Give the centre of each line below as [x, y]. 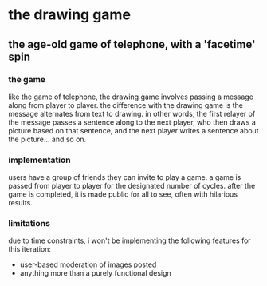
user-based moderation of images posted [88, 264]
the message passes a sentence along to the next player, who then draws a [132, 122]
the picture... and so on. [47, 139]
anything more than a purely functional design [95, 273]
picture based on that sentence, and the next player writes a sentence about [133, 130]
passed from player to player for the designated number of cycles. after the [132, 186]
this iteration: [30, 249]
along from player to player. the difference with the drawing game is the [126, 105]
